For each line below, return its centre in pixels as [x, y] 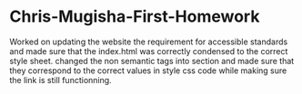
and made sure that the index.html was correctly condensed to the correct [149, 51]
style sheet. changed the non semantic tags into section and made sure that [152, 61]
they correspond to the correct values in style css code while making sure [148, 70]
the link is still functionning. [60, 80]
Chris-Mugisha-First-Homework [135, 17]
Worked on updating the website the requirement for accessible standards [149, 42]
